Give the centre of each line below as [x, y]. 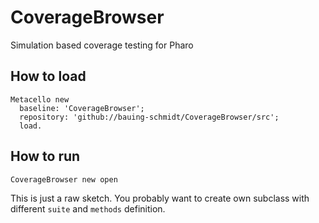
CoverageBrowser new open [64, 179]
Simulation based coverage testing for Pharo [102, 45]
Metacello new [40, 99]
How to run [45, 156]
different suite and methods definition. [88, 208]
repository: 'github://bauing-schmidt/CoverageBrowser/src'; [149, 117]
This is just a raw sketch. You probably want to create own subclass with [160, 198]
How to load [48, 76]
